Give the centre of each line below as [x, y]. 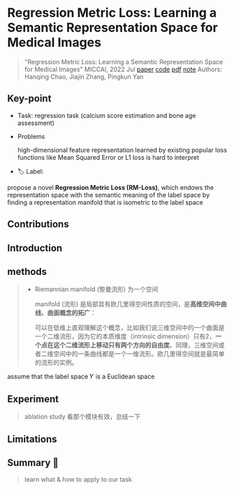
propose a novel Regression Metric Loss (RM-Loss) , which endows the [111, 187]
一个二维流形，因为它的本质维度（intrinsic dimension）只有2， [125, 336]
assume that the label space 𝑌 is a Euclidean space [81, 377]
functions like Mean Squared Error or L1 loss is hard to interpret [108, 157]
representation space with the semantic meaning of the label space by [109, 195]
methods [27, 271]
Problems [31, 136]
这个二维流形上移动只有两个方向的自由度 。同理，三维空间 [136, 345]
